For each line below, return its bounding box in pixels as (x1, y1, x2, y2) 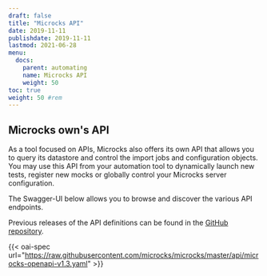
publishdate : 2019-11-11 (8, 34, 91, 42)
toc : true (8, 86, 42, 94)
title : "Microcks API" (8, 19, 84, 27)
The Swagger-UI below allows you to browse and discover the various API (8, 194, 253, 204)
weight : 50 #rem (8, 94, 62, 102)
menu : (8, 49, 26, 57)
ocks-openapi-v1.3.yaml (8, 259, 88, 269)
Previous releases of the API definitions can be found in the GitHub (8, 218, 229, 228)
